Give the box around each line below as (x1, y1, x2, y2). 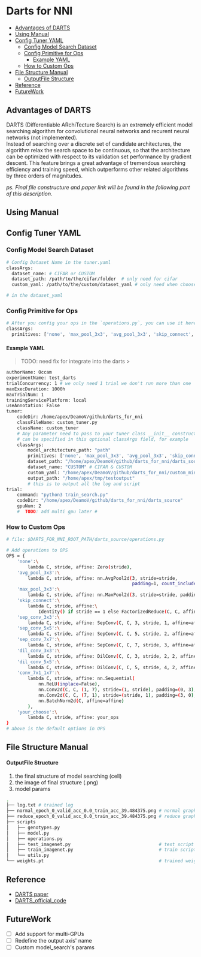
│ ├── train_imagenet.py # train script (6, 847, 197, 853)
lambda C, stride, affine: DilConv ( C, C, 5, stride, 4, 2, (28, 664, 178, 670)
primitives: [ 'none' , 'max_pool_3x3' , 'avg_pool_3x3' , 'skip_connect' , (11, 332, 194, 338)
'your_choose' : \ (17, 709, 58, 715)
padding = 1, (132, 580, 160, 587)
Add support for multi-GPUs (14, 930, 84, 937)
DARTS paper (14, 890, 49, 898)
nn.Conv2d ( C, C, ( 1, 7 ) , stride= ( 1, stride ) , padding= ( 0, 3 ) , (38, 687, 197, 693)
